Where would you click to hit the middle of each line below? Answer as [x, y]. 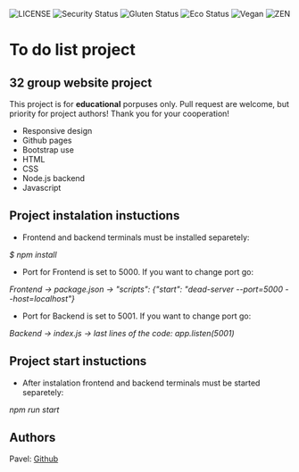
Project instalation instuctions [95, 215]
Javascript [42, 188]
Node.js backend [54, 178]
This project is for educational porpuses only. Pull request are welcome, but [149, 104]
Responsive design [57, 131]
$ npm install [33, 254]
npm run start [34, 410]
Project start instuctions [78, 361]
